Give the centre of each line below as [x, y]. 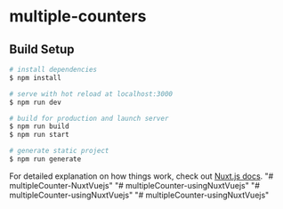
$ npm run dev [36, 102]
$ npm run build [39, 126]
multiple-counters [78, 16]
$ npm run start [39, 135]
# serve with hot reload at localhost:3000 [91, 94]
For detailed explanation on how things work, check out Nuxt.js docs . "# [141, 176]
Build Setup [42, 49]
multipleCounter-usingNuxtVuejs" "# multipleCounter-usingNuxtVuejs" [139, 195]
